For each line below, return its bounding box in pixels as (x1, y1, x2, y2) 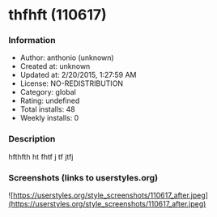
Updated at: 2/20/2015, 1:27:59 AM (19, 70, 137, 80)
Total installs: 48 (19, 104, 75, 114)
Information (8, 35, 56, 46)
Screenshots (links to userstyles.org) (8, 172, 159, 183)
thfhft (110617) (8, 6, 107, 24)
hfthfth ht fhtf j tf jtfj (8, 151, 74, 161)
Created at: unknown (19, 62, 91, 71)
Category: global (19, 87, 77, 97)
